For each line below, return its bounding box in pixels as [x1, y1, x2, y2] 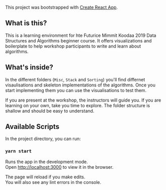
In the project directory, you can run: [5, 136, 81, 142]
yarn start [5, 149, 32, 154]
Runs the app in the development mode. [5, 159, 88, 165]
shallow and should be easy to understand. [5, 108, 95, 114]
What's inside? [5, 63, 54, 72]
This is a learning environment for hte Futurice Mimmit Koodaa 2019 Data [5, 32, 156, 38]
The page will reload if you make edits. [5, 174, 86, 180]
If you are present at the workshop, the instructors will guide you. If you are [5, 97, 161, 103]
